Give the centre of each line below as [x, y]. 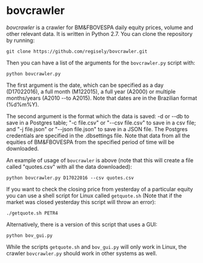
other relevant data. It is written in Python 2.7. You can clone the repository [99, 33]
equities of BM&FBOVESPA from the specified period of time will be [90, 142]
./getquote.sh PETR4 [32, 213]
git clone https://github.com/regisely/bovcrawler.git [77, 51]
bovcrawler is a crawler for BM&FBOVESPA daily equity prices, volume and [100, 27]
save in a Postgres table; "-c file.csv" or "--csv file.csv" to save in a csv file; [101, 123]
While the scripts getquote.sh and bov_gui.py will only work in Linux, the [96, 247]
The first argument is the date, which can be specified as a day [85, 85]
